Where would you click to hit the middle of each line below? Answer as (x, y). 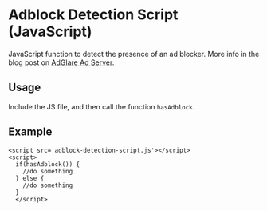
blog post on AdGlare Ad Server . (61, 62)
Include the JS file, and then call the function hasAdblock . (102, 106)
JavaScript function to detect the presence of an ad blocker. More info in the (134, 54)
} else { (30, 178)
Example (30, 132)
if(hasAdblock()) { (48, 164)
